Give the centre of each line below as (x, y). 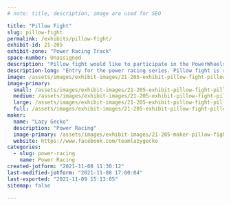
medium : (24, 96)
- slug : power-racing (44, 154)
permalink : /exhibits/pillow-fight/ (59, 38)
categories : (24, 147)
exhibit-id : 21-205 (35, 45)
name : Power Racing (47, 160)
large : (23, 103)
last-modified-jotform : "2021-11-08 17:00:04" (75, 172)
